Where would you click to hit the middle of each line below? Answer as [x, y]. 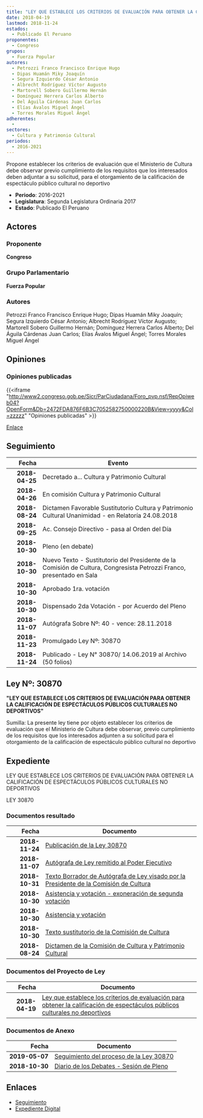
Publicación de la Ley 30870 [86, 845]
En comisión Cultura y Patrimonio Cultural [101, 494]
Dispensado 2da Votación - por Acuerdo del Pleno [114, 606]
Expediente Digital [37, 1108]
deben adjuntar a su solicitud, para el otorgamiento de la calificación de [95, 176]
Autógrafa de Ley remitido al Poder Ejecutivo [108, 863]
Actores [22, 227]
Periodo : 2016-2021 [40, 195]
